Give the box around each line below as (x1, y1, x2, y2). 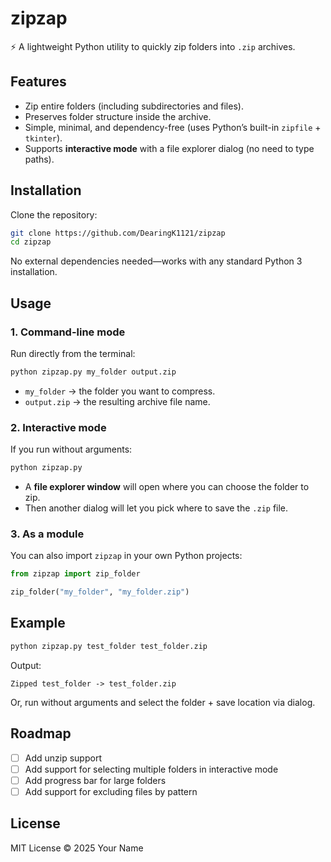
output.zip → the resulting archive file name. (24, 395, 211, 407)
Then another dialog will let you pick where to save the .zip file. (24, 502, 289, 514)
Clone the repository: (10, 208, 98, 221)
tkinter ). (24, 132, 63, 144)
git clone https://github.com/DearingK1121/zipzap (10, 228, 226, 238)
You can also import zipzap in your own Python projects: (10, 550, 243, 562)
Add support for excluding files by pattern (24, 785, 198, 797)
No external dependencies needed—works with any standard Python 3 (10, 255, 303, 267)
